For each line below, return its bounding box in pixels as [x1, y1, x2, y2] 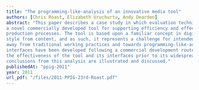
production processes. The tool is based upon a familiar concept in [6, 31, 182, 37]
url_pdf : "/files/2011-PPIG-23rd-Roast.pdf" [6, 75, 118, 81]
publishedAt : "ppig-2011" [6, 63, 70, 70]
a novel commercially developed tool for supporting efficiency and [6, 25, 179, 31]
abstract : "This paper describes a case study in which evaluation [6, 20, 176, 25]
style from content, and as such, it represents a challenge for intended [6, 36, 195, 42]
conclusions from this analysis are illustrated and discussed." [6, 58, 171, 64]
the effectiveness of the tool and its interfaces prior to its [6, 53, 168, 59]
